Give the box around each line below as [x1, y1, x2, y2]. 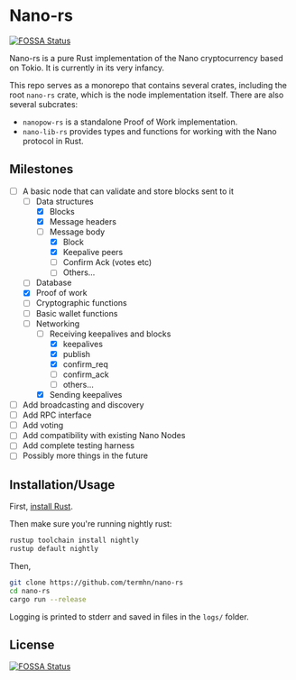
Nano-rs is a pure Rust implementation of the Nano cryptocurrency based [9, 52, 284, 63]
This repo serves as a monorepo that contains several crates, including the [9, 79, 287, 90]
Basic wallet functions [35, 308, 118, 318]
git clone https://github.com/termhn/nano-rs [9, 578, 183, 587]
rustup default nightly [9, 545, 99, 554]
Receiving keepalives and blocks [49, 328, 171, 339]
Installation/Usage [9, 477, 116, 492]
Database [35, 277, 72, 289]
